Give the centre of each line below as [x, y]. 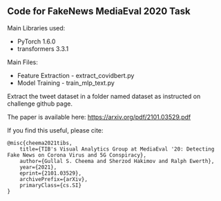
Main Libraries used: [36, 28]
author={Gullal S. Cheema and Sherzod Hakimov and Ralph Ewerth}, [117, 161]
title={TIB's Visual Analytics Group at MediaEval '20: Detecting [117, 149]
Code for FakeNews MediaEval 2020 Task [99, 11]
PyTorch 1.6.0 [36, 41]
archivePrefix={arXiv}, [54, 179]
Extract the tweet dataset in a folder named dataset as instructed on [104, 96]
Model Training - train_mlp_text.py [66, 83]
